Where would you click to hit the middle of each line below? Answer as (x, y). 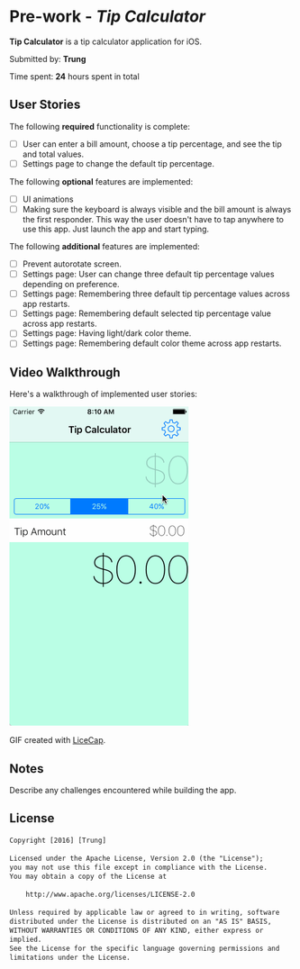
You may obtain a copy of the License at (88, 876)
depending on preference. (71, 285)
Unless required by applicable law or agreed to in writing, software (145, 912)
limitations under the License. (70, 957)
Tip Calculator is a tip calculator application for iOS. (106, 41)
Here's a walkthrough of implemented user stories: (104, 394)
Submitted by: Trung (48, 59)
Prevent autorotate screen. (72, 264)
